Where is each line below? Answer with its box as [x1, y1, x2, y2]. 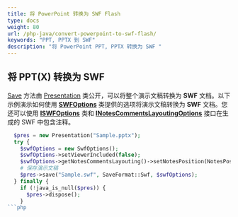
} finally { [13, 177, 50, 184]
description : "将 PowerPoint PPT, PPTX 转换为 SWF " [7, 43, 162, 50]
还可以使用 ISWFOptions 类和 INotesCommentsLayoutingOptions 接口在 [7, 109, 223, 117]
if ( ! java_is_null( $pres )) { [20, 184, 106, 192]
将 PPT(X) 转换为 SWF [7, 71, 105, 83]
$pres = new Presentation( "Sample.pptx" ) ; [13, 131, 141, 139]
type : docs [7, 17, 40, 24]
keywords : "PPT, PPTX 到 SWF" [7, 37, 96, 44]
